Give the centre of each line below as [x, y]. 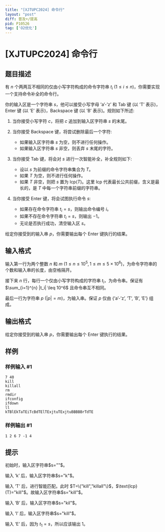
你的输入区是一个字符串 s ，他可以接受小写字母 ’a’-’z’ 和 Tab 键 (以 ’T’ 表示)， [83, 104]
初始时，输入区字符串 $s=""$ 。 [36, 465]
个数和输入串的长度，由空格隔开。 [40, 270]
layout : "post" [21, 14]
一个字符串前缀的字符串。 [77, 188]
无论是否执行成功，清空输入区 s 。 [54, 223]
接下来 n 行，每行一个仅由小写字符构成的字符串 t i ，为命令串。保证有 [74, 281]
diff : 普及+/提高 [21, 19]
